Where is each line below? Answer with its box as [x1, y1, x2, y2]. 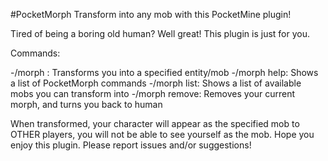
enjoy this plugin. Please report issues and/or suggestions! [10, 139, 252, 151]
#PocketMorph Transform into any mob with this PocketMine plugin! [10, 9, 292, 20]
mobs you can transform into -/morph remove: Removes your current [10, 88, 296, 99]
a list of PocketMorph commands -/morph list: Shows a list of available [10, 77, 302, 89]
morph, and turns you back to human [10, 99, 163, 110]
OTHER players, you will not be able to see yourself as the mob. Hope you [10, 129, 315, 140]
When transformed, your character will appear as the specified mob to [10, 118, 300, 129]
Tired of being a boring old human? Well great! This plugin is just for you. [10, 28, 310, 39]
